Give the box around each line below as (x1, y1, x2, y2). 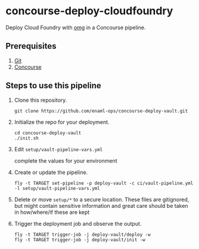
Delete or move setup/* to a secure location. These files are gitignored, (14, 195, 189, 203)
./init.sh (14, 135, 39, 141)
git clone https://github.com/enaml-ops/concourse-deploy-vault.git (14, 108, 188, 114)
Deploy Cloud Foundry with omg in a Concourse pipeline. (5, 24, 146, 31)
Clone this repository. (14, 97, 67, 104)
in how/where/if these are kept (14, 208, 90, 216)
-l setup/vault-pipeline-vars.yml (14, 185, 100, 191)
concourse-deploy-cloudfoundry (5, 4, 173, 18)
